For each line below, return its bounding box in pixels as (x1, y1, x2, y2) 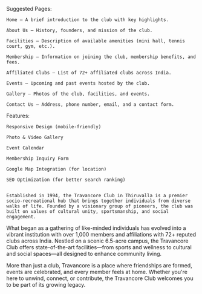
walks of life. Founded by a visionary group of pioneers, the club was (6, 203, 194, 209)
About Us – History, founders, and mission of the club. (6, 27, 153, 33)
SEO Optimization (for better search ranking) (6, 177, 126, 183)
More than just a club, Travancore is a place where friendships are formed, (6, 262, 192, 269)
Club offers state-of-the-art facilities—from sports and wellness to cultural (6, 244, 192, 250)
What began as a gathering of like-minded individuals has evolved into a (6, 224, 186, 232)
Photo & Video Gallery (6, 134, 64, 140)
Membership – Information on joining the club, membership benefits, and (6, 54, 197, 60)
